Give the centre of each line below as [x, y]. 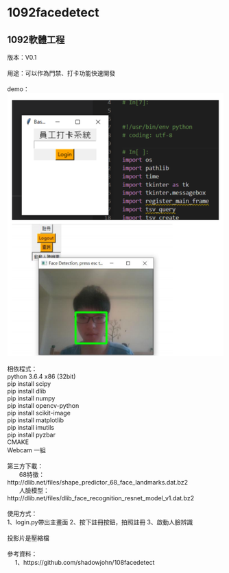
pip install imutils [31, 428]
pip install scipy [29, 384]
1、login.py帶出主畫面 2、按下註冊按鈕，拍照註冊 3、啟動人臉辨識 [100, 522]
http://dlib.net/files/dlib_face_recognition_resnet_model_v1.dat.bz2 [100, 498]
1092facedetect [53, 13]
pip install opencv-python [43, 406]
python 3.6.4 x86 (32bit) [41, 377]
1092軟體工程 [36, 39]
